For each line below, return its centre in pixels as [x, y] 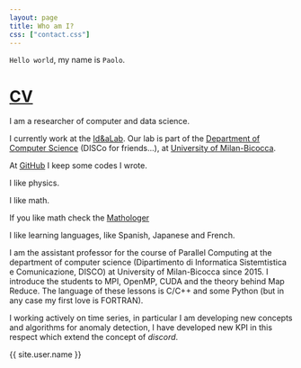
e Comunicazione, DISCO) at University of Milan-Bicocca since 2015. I [139, 272]
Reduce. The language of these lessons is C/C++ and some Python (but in [147, 291]
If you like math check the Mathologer [80, 218]
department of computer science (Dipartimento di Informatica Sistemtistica [148, 263]
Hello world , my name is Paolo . [67, 60]
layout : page [34, 18]
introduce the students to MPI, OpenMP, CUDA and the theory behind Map [147, 282]
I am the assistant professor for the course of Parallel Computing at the [141, 253]
